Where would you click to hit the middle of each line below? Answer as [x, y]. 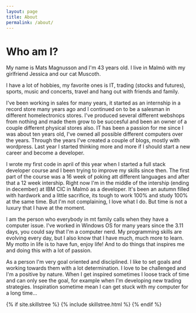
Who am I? [32, 51]
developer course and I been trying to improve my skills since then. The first [98, 170]
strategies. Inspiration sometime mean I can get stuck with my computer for [97, 287]
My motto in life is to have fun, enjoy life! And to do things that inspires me [95, 244]
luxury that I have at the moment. [46, 208]
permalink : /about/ [30, 22]
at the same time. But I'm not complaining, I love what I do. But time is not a [97, 202]
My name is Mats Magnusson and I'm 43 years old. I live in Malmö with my [96, 68]
